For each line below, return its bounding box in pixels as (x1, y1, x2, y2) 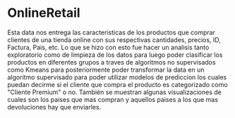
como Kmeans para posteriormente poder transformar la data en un (7, 65, 205, 74)
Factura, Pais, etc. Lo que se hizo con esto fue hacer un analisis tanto (7, 43, 210, 51)
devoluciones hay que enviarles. (7, 103, 102, 111)
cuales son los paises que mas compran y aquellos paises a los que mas (7, 95, 219, 103)
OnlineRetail (7, 5, 80, 21)
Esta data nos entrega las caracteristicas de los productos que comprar (7, 28, 215, 37)
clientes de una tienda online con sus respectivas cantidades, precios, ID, (7, 35, 221, 44)
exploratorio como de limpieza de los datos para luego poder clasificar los (7, 51, 223, 59)
